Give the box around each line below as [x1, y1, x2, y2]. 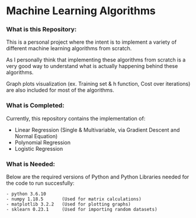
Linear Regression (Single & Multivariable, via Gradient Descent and [14, 126, 180, 134]
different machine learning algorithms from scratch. [6, 45, 132, 52]
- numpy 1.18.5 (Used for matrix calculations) [6, 196, 142, 202]
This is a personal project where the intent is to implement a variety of [6, 38, 177, 45]
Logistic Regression [14, 145, 63, 152]
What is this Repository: [6, 25, 77, 34]
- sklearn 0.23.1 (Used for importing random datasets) [6, 207, 158, 213]
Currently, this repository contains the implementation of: [6, 115, 146, 122]
